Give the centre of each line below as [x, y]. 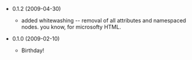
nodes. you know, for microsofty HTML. [71, 27]
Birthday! [33, 50]
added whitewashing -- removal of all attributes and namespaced [104, 20]
